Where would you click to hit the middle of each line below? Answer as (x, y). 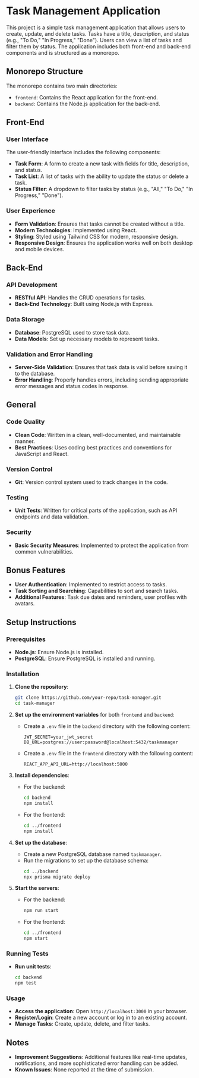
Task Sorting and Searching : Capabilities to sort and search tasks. (97, 591)
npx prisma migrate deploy (57, 877)
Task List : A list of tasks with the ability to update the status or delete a (102, 176)
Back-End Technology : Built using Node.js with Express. (84, 304)
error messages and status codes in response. (72, 386)
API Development (32, 285)
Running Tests (27, 954)
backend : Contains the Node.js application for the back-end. (87, 104)
